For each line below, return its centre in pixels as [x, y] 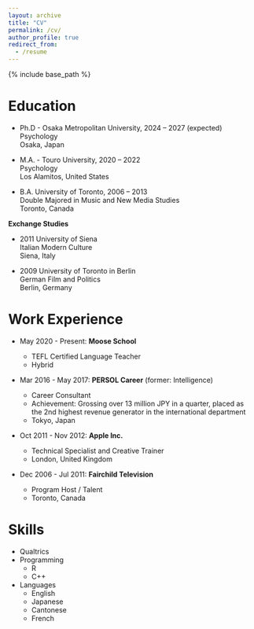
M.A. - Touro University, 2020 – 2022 [80, 160]
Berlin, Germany [46, 287]
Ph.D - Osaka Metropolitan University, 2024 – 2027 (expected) [121, 127]
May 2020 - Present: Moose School [78, 341]
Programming [42, 560]
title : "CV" [28, 23]
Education [42, 106]
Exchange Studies [39, 223]
